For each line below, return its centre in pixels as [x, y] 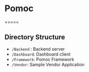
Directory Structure [35, 37]
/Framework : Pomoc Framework [43, 59]
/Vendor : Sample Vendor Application [48, 64]
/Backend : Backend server [38, 49]
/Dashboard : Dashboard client [41, 54]
